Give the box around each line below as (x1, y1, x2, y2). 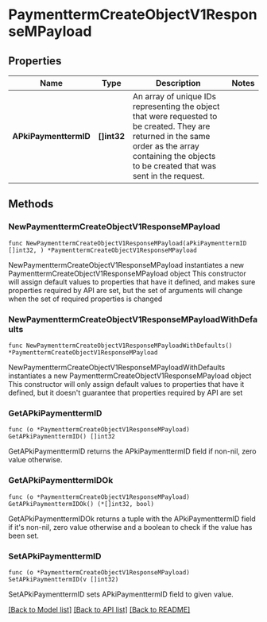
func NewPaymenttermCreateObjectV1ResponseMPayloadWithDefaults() (8, 342, 233, 350)
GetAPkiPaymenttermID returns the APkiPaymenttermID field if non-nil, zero (8, 446, 257, 456)
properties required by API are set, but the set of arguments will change (8, 285, 243, 295)
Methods (8, 197, 54, 211)
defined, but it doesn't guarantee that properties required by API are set (8, 388, 243, 397)
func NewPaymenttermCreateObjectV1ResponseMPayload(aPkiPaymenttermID (8, 239, 247, 247)
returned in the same (132, 131, 211, 141)
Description (155, 78, 201, 88)
